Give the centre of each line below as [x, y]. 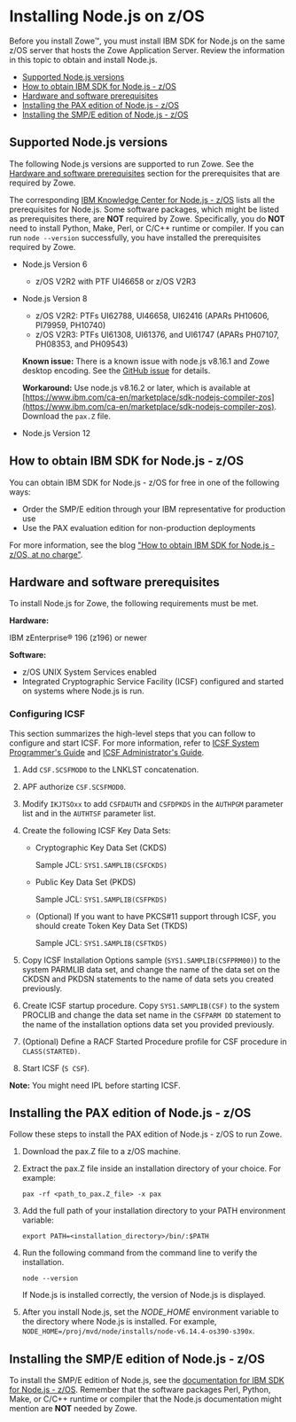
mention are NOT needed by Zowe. [73, 1409]
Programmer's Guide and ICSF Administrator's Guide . [107, 752]
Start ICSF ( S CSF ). [56, 1068]
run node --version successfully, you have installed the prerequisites [135, 238]
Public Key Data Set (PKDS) [86, 882]
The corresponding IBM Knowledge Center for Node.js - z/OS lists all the [142, 199]
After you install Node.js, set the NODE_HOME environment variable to [150, 1312]
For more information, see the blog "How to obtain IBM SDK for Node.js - [142, 545]
